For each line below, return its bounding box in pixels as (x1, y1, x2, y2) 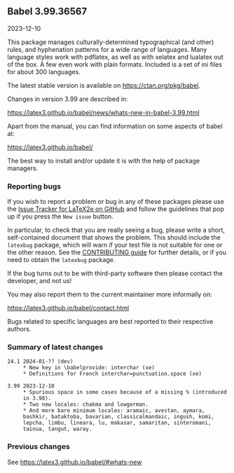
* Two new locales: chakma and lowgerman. (22, 401, 149, 409)
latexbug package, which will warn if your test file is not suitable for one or (7, 241, 223, 249)
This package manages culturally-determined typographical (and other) (7, 38, 214, 46)
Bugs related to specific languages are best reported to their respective (7, 317, 214, 326)
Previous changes (7, 441, 70, 451)
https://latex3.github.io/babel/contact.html (7, 304, 130, 313)
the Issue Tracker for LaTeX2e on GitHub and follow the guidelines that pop (7, 205, 224, 213)
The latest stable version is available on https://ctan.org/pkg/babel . (7, 81, 201, 90)
